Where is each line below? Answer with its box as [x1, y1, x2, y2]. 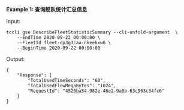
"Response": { [17, 72, 52, 78]
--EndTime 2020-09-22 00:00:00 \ [17, 35, 101, 41]
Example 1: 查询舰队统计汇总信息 [6, 6, 88, 13]
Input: [6, 18, 21, 25]
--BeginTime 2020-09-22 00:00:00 [17, 45, 101, 51]
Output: [6, 56, 25, 62]
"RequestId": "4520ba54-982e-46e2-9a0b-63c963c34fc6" [28, 88, 165, 94]
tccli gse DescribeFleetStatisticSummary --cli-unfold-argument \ [6, 29, 179, 35]
